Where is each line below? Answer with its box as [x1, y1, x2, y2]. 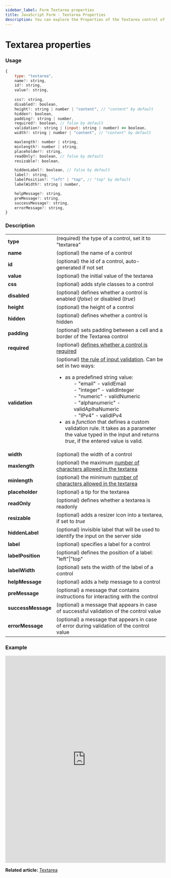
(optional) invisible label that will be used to [56, 526, 160, 533]
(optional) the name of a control [56, 249, 132, 256]
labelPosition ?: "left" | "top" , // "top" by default [14, 177, 131, 183]
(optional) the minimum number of [56, 474, 138, 481]
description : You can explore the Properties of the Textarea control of [5, 17, 165, 22]
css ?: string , [14, 97, 44, 102]
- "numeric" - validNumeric [73, 393, 141, 400]
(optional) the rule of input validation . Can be [56, 355, 163, 363]
